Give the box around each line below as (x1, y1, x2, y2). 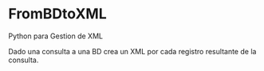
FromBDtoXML (8, 5, 108, 23)
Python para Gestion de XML (8, 31, 104, 41)
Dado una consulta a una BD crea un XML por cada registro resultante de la (8, 46, 257, 56)
